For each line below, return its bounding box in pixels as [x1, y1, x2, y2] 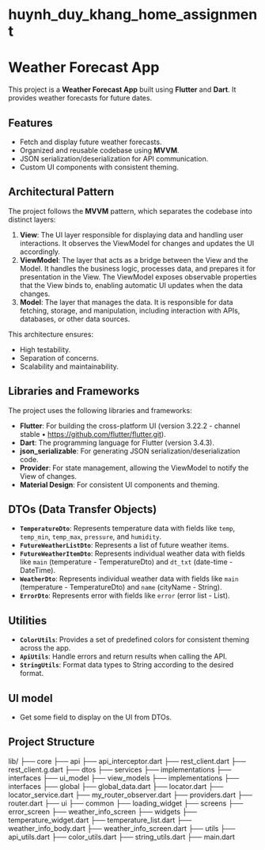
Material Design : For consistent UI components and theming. [19, 480, 220, 489]
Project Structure [8, 735, 95, 749]
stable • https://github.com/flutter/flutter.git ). [19, 429, 166, 438]
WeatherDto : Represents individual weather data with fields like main [19, 574, 239, 583]
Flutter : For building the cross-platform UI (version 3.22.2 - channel [19, 421, 240, 431]
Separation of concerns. [19, 353, 99, 362]
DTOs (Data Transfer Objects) [8, 503, 157, 516]
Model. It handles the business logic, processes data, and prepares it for [19, 264, 256, 273]
